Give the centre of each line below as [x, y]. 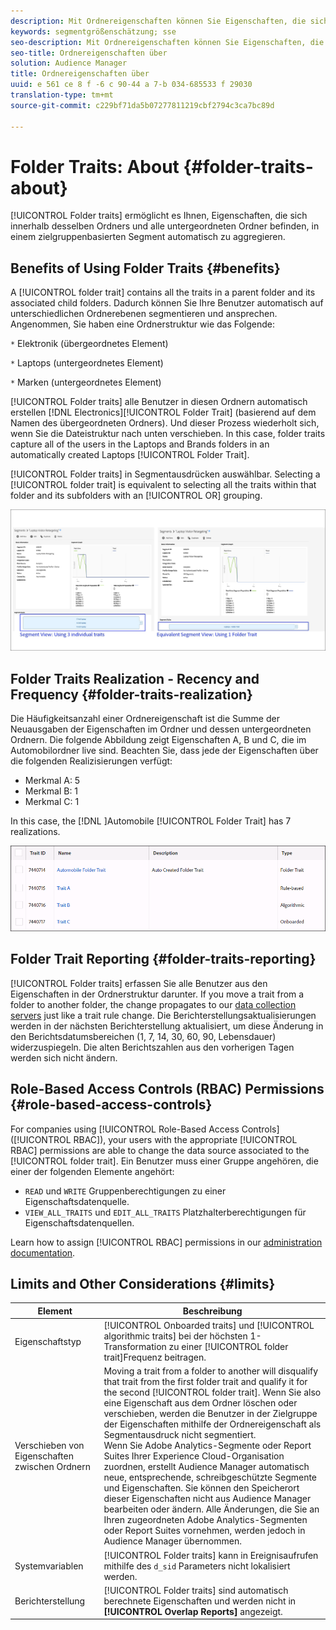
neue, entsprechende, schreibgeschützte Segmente [210, 1477]
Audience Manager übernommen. [172, 1541]
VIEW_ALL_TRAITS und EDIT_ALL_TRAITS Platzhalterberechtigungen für [165, 1212]
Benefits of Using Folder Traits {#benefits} [145, 268]
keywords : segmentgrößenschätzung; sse [93, 31]
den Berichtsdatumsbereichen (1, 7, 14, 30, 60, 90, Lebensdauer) [143, 1036]
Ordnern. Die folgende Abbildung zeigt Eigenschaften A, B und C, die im [158, 739]
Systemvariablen [49, 1566]
